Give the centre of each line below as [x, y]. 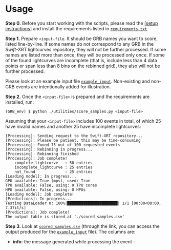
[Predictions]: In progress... [39, 199]
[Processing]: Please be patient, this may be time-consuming [73, 140]
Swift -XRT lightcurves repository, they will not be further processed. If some [86, 49]
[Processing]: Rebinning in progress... [49, 149]
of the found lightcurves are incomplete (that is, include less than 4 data [81, 60]
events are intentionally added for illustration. [63, 86]
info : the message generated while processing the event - [74, 241]
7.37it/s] [16, 208]
